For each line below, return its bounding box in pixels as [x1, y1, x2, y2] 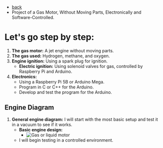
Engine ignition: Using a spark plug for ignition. [11, 58, 108, 64]
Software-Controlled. [11, 15, 55, 20]
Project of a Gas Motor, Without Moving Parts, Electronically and [11, 9, 141, 15]
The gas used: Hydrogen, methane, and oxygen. [11, 53, 110, 59]
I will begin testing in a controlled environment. [19, 137, 114, 143]
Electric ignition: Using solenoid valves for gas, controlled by [19, 63, 143, 69]
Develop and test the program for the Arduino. [19, 89, 112, 95]
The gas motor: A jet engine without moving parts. [11, 47, 114, 53]
